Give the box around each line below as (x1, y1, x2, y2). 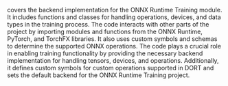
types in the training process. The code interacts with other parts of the (7, 20, 209, 28)
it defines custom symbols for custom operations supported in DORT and (7, 64, 214, 72)
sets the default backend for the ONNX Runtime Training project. (7, 71, 190, 79)
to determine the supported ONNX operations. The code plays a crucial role (7, 42, 222, 50)
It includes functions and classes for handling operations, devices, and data (7, 13, 221, 21)
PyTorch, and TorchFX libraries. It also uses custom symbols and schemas (7, 35, 218, 43)
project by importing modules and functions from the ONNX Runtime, (7, 27, 203, 35)
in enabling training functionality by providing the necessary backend (7, 49, 203, 57)
